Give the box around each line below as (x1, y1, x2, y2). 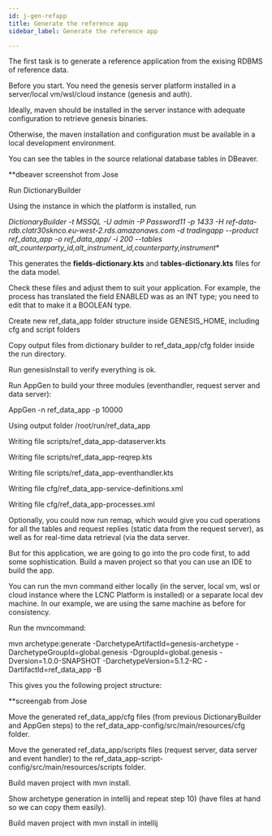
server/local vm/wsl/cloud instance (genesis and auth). (8, 89, 192, 99)
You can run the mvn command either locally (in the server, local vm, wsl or (8, 581, 261, 591)
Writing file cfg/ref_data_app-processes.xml (8, 499, 156, 509)
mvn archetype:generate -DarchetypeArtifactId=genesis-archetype (8, 639, 234, 649)
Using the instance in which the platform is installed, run (8, 201, 196, 211)
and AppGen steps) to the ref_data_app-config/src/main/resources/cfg (8, 721, 245, 730)
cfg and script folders (8, 324, 81, 334)
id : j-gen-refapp (8, 11, 67, 20)
